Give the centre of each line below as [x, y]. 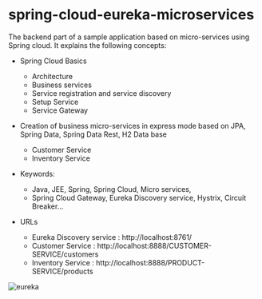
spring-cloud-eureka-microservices [131, 15]
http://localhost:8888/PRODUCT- [150, 262]
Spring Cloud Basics [53, 61]
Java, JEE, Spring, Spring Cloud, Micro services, [111, 189]
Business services [62, 85]
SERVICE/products [62, 271]
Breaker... [48, 206]
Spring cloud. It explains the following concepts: [87, 45]
